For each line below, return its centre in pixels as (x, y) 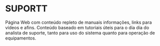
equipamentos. (21, 38)
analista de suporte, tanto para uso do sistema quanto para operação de (80, 33)
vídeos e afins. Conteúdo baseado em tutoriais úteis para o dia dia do (77, 27)
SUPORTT (26, 9)
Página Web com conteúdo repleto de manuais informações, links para (78, 22)
